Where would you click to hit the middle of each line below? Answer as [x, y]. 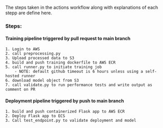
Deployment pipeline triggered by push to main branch [65, 101]
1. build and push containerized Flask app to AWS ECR [65, 112]
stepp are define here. [29, 13]
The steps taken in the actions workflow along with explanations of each [82, 7]
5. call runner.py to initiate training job [54, 67]
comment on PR [21, 90]
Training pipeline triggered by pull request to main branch [68, 38]
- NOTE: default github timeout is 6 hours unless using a [79, 72]
